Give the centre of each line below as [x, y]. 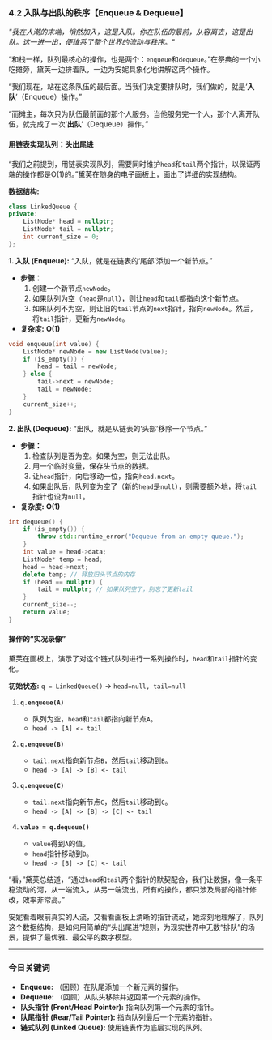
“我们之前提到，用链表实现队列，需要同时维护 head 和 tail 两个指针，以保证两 [134, 164]
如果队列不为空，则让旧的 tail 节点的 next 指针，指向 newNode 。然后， [144, 308]
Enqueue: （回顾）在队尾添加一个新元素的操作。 [102, 987]
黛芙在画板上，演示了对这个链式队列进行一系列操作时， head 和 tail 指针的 [130, 658]
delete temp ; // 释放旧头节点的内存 [79, 574]
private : [23, 214]
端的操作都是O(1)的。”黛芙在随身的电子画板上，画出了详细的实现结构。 [125, 174]
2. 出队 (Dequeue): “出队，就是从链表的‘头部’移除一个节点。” [108, 428]
